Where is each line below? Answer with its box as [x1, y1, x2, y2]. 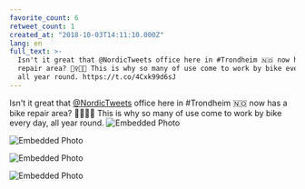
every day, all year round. [9, 117, 104, 128]
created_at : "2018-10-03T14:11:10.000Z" [9, 30, 165, 39]
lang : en [9, 38, 43, 48]
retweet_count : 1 [9, 22, 75, 31]
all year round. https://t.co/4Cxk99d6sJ [17, 73, 177, 82]
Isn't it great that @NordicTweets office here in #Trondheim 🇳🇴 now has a [9, 97, 288, 108]
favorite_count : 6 [9, 13, 79, 23]
